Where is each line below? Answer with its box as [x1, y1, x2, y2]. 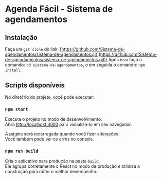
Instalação [5, 33, 38, 42]
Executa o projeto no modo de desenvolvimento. [5, 116, 102, 122]
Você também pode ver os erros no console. [5, 136, 94, 142]
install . [5, 67, 22, 73]
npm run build [5, 148, 38, 154]
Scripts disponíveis [5, 81, 65, 89]
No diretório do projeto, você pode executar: [5, 94, 94, 100]
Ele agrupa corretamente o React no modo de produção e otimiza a [5, 163, 140, 169]
